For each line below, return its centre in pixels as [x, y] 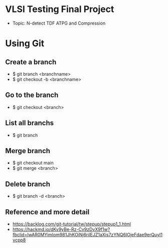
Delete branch [28, 184]
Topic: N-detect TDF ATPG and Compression [59, 23]
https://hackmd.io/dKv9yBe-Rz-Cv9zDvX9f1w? [61, 229]
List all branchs [30, 123]
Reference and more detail [47, 212]
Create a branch [31, 62]
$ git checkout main [33, 163]
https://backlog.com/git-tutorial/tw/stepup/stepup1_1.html [72, 224]
